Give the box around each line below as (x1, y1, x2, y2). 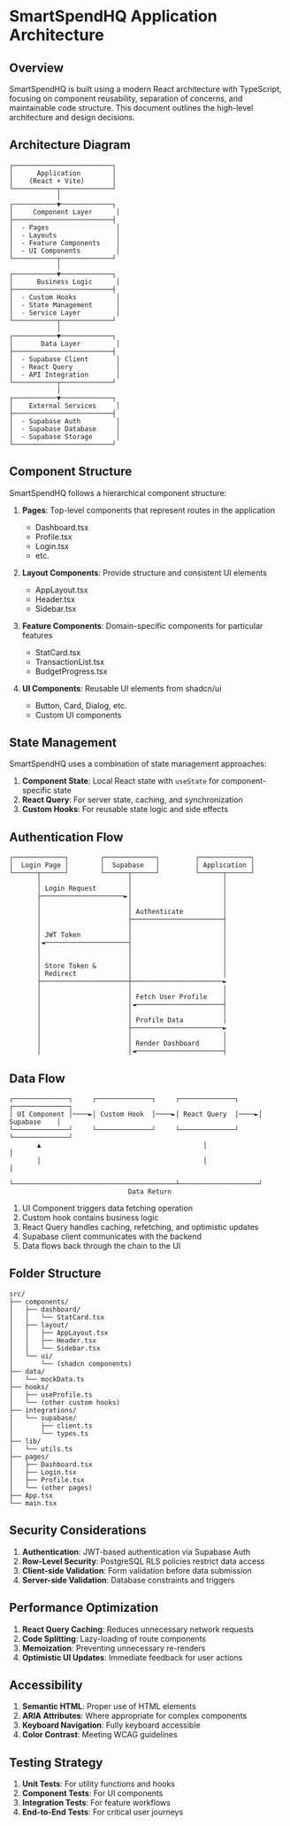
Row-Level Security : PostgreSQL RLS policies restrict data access (21, 1556, 265, 1567)
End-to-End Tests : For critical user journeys (21, 1807, 184, 1817)
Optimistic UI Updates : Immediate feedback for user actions (21, 1652, 243, 1662)
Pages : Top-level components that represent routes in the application (21, 505, 276, 515)
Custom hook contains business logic (21, 1212, 159, 1223)
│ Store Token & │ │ (36, 962, 227, 971)
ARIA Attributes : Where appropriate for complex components (21, 1711, 248, 1722)
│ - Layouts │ (9, 230, 121, 240)
